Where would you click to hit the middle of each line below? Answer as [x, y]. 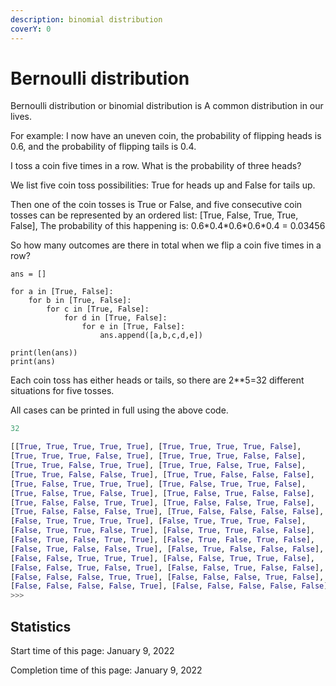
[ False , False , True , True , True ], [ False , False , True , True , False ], [162, 558]
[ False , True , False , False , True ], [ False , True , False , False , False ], [167, 549]
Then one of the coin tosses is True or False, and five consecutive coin [156, 205]
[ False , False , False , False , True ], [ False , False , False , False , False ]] [171, 586]
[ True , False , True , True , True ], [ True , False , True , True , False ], [158, 484]
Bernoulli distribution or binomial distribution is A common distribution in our [167, 106]
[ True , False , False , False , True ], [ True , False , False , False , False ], [167, 512]
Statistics [41, 626]
